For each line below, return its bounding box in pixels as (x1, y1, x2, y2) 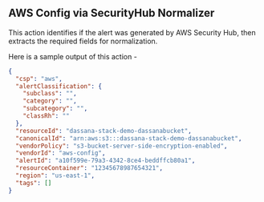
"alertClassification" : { (15, 82, 103, 91)
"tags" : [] (15, 179, 52, 187)
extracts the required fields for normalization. (8, 36, 158, 46)
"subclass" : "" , (22, 90, 78, 98)
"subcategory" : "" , (22, 104, 88, 113)
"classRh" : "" (22, 112, 70, 120)
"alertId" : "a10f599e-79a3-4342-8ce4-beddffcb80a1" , (15, 156, 196, 165)
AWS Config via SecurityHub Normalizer (8, 6, 215, 20)
